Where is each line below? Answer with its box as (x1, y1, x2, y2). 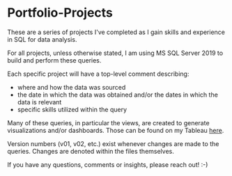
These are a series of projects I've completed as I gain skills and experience (7, 28, 225, 36)
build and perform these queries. (7, 56, 102, 64)
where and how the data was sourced (17, 83, 126, 91)
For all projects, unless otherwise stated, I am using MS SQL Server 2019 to (7, 49, 224, 57)
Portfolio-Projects (7, 5, 114, 21)
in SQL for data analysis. (7, 35, 77, 43)
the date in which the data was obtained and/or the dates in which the (17, 90, 218, 99)
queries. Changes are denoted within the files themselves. (7, 147, 174, 155)
